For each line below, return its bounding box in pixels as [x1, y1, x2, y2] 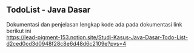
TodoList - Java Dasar [6, 5, 91, 15]
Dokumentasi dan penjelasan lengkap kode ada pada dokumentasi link [6, 20, 182, 28]
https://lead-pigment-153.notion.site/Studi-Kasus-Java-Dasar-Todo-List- [6, 33, 188, 41]
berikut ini [6, 27, 32, 34]
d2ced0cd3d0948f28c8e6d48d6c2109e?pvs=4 [6, 40, 127, 47]
